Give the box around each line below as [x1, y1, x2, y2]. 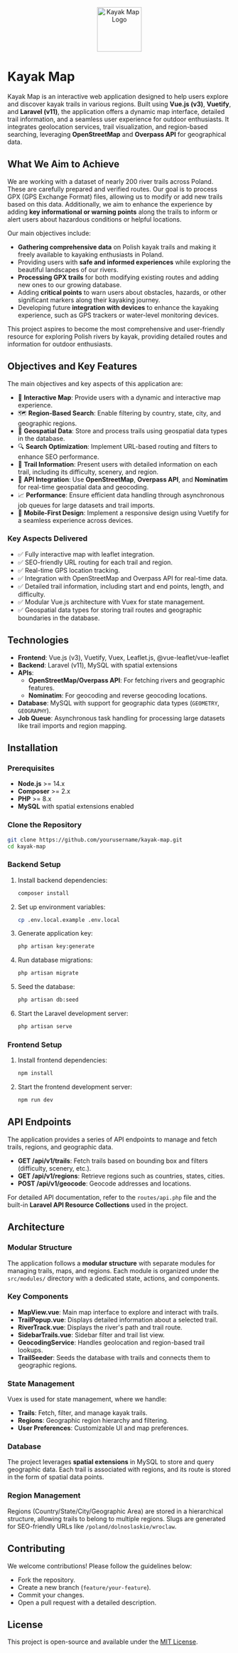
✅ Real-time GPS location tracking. [17, 566, 121, 574]
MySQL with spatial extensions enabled [17, 802, 134, 811]
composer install [17, 889, 70, 897]
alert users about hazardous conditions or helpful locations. [7, 214, 183, 224]
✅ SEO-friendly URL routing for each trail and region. [17, 558, 173, 566]
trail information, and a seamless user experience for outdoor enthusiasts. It [7, 115, 229, 123]
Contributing [7, 1543, 65, 1555]
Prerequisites [7, 763, 55, 773]
